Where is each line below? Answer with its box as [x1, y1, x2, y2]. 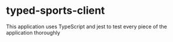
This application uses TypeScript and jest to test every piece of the [6, 23, 168, 30]
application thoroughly [6, 29, 60, 36]
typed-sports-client [6, 4, 105, 17]
